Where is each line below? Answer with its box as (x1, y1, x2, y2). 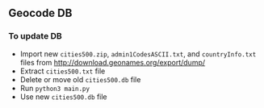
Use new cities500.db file (19, 92, 107, 102)
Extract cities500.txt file (19, 66, 106, 76)
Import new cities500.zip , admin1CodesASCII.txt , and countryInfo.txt (19, 48, 257, 59)
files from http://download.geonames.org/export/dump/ (19, 57, 206, 67)
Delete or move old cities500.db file (19, 74, 141, 84)
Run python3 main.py (19, 83, 90, 93)
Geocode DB (8, 6, 73, 20)
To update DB (8, 31, 62, 42)
